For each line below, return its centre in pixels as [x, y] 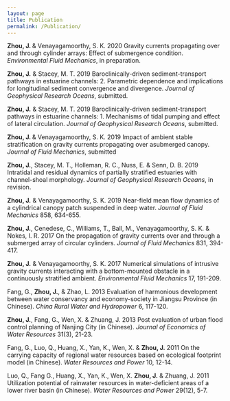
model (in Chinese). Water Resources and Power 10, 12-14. [90, 362]
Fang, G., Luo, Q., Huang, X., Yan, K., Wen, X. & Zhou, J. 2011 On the [104, 348]
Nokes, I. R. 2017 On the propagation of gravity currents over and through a [114, 236]
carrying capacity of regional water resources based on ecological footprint [114, 355]
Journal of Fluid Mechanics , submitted [62, 152]
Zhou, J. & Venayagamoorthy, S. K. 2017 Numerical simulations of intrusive [113, 264]
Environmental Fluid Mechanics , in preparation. [74, 61]
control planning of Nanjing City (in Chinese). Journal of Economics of [106, 327]
